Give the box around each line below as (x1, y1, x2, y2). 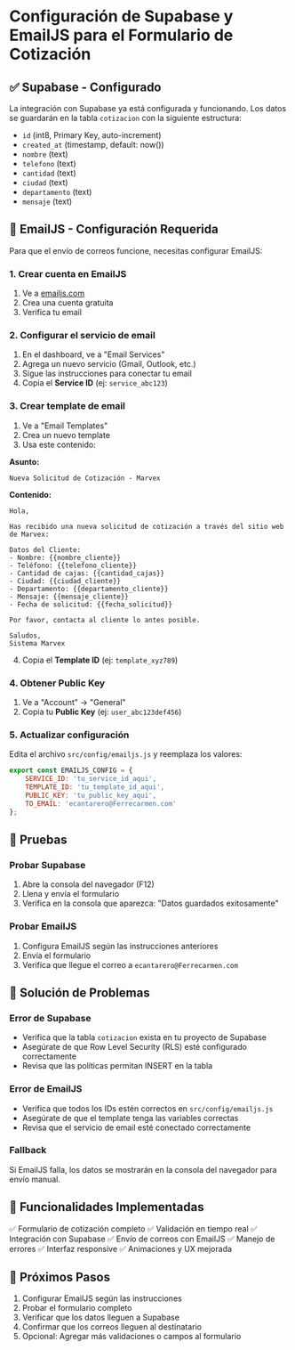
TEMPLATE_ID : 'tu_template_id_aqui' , (25, 783, 165, 792)
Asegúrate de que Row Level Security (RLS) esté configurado (21, 1042, 247, 1053)
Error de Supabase (9, 1012, 92, 1024)
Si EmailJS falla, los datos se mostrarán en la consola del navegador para (9, 1164, 277, 1175)
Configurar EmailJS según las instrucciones (21, 1293, 182, 1304)
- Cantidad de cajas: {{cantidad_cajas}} (9, 568, 165, 578)
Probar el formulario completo (21, 1303, 132, 1313)
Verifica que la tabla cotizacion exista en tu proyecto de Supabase (21, 1032, 267, 1043)
